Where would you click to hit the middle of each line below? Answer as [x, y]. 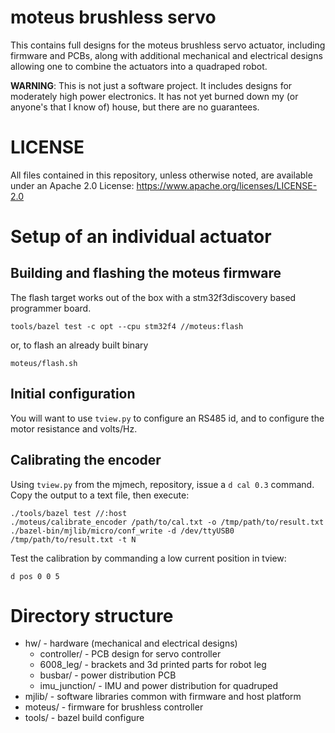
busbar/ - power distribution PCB [108, 675]
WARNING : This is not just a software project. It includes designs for [151, 85]
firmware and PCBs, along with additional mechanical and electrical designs [166, 55]
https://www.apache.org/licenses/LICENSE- [227, 185]
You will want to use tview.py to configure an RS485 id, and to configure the [167, 418]
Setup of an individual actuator [141, 237]
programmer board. [51, 308]
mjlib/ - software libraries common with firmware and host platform [163, 697]
